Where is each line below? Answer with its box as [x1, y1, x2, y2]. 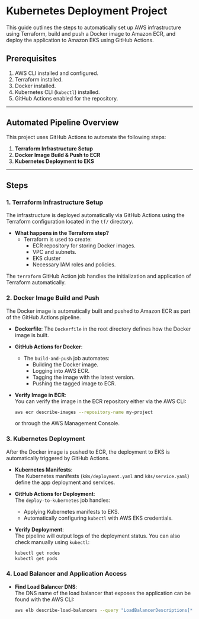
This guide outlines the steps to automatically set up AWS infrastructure [6, 24, 182, 31]
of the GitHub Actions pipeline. [6, 313, 81, 321]
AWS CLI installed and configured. [14, 70, 99, 77]
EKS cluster [32, 254, 61, 262]
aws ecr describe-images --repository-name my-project [14, 409, 153, 415]
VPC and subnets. [32, 249, 77, 256]
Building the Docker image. [32, 361, 99, 368]
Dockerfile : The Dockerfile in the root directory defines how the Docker [14, 325, 191, 332]
